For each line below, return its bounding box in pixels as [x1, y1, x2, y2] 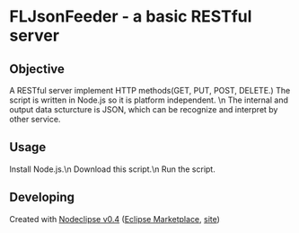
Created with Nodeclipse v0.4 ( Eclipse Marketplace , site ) [9, 213, 220, 224]
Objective [9, 61, 66, 76]
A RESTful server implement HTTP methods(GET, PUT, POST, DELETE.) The [9, 85, 291, 95]
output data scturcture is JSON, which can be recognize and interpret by [9, 104, 278, 114]
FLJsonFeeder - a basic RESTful [9, 6, 252, 27]
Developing [9, 190, 75, 205]
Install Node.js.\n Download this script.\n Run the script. [9, 164, 215, 175]
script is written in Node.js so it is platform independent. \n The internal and [9, 94, 289, 105]
